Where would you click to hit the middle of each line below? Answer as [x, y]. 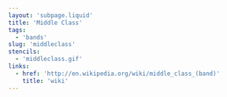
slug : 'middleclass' [42, 45]
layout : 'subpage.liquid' [50, 15]
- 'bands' [31, 37]
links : [19, 66]
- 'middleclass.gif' [49, 59]
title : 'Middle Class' [45, 23]
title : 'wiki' [45, 81]
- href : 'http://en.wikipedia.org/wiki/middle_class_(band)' [118, 74]
